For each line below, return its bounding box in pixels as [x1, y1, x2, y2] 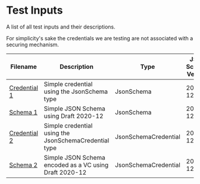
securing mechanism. [6, 41, 60, 48]
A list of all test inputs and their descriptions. [6, 23, 115, 30]
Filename [10, 62, 37, 71]
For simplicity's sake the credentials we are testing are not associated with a [6, 34, 193, 42]
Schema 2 [9, 161, 37, 169]
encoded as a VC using [43, 161, 109, 169]
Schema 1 [9, 108, 37, 116]
